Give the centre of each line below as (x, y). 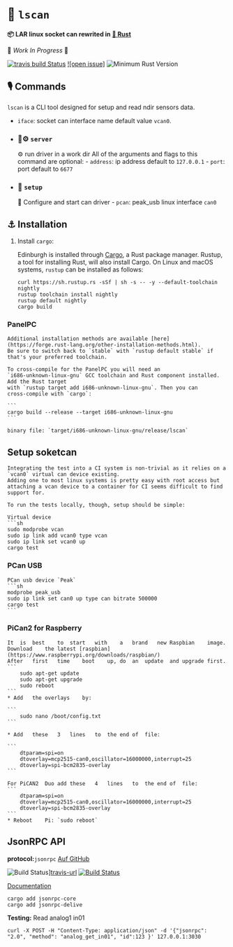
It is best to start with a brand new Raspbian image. (117, 643)
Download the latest (42, 649)
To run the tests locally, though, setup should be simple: (97, 505)
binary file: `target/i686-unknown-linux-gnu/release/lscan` (98, 431)
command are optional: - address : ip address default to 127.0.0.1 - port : (121, 162)
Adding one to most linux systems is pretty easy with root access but (113, 481)
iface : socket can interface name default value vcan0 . (94, 120)
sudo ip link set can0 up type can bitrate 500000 (82, 598)
